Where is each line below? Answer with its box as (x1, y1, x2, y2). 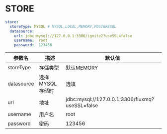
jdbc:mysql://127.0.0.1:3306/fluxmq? (65, 96, 155, 103)
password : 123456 (14, 43, 52, 48)
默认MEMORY (65, 64, 98, 71)
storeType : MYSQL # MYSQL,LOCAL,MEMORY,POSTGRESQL (9, 24, 117, 29)
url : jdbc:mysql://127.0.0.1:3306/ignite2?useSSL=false (14, 33, 133, 38)
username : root (14, 38, 48, 43)
